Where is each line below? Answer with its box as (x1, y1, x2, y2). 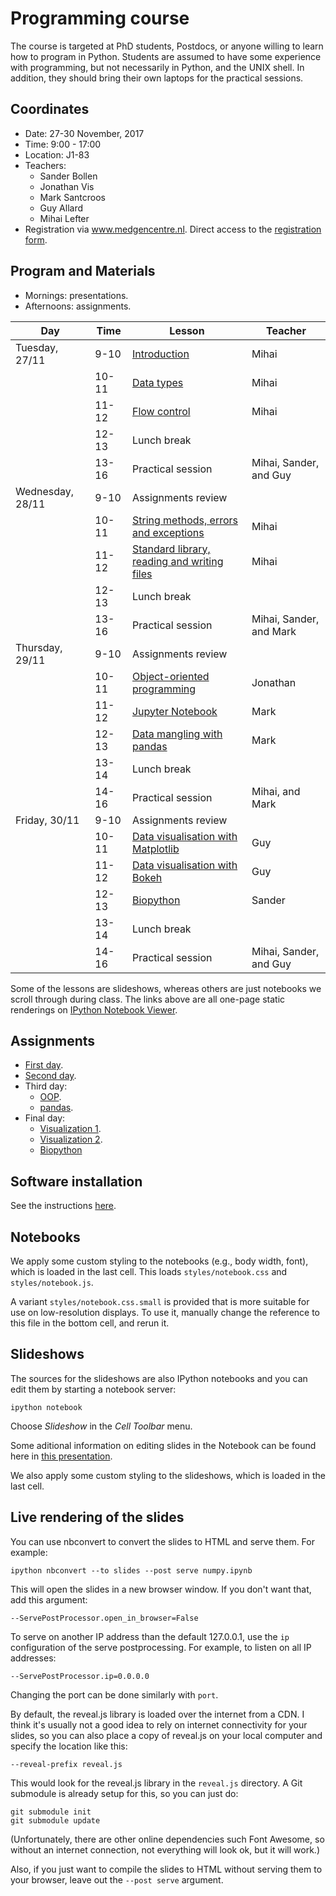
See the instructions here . (10, 1200, 117, 1212)
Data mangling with (131, 727, 223, 741)
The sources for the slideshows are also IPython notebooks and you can (10, 1372, 308, 1384)
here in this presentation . (10, 1450, 113, 1462)
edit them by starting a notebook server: (10, 1383, 177, 1395)
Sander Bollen (39, 170, 98, 182)
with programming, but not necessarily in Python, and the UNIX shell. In (10, 61, 305, 73)
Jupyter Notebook (131, 704, 218, 718)
